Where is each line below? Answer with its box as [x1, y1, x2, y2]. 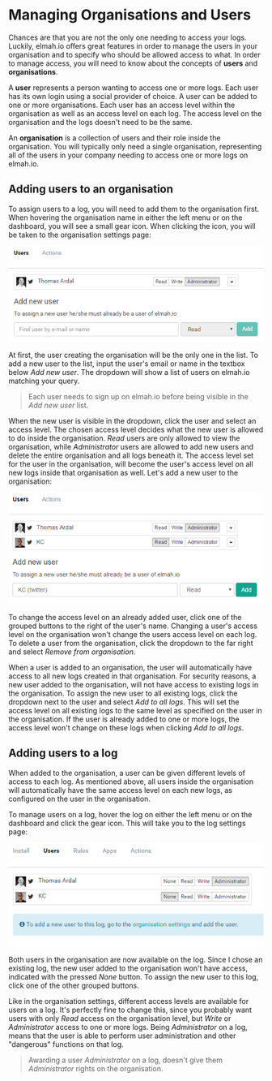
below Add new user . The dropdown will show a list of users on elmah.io [8, 367, 250, 377]
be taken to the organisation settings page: [8, 230, 151, 239]
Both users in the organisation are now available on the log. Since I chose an [8, 955, 263, 964]
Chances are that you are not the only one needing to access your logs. [8, 32, 247, 42]
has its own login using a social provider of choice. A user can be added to [8, 91, 257, 101]
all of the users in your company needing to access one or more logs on [8, 150, 249, 160]
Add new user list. [28, 400, 89, 410]
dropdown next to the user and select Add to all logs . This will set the [8, 696, 240, 707]
